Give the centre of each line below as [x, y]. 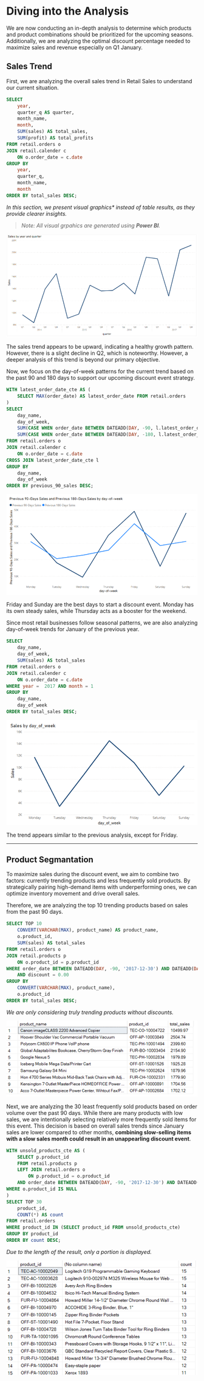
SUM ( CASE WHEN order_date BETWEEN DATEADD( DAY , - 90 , [85, 428]
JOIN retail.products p [36, 956]
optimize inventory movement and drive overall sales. [73, 894]
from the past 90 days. [35, 912]
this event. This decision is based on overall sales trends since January [95, 1126]
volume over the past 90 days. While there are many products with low [95, 1112]
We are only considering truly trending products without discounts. [90, 1012]
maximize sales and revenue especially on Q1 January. [74, 47]
